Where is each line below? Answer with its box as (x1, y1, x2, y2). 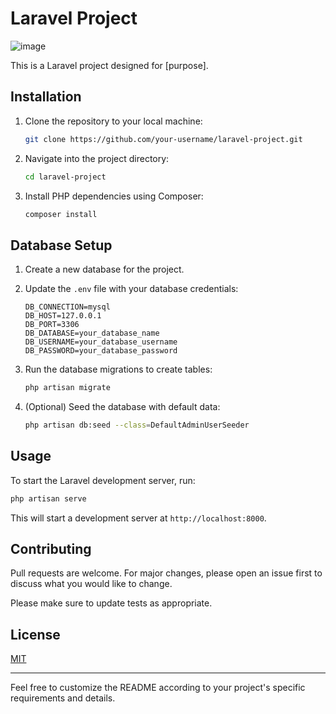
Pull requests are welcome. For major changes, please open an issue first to (10, 567, 323, 579)
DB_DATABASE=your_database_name (24, 328, 160, 339)
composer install (24, 209, 98, 219)
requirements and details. (10, 692, 116, 704)
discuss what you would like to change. (10, 578, 173, 590)
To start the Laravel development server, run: (10, 474, 196, 486)
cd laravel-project (24, 172, 107, 182)
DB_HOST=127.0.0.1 (24, 311, 102, 321)
